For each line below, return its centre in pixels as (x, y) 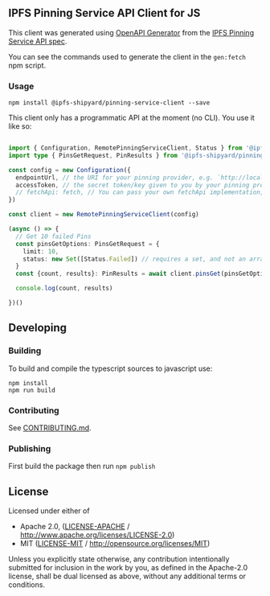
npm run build (32, 390)
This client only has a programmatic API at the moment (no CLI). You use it (131, 118)
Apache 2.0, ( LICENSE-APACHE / (75, 527)
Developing (37, 328)
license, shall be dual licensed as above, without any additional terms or (127, 576)
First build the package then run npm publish (82, 467)
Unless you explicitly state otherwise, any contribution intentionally (119, 559)
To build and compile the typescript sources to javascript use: (110, 368)
